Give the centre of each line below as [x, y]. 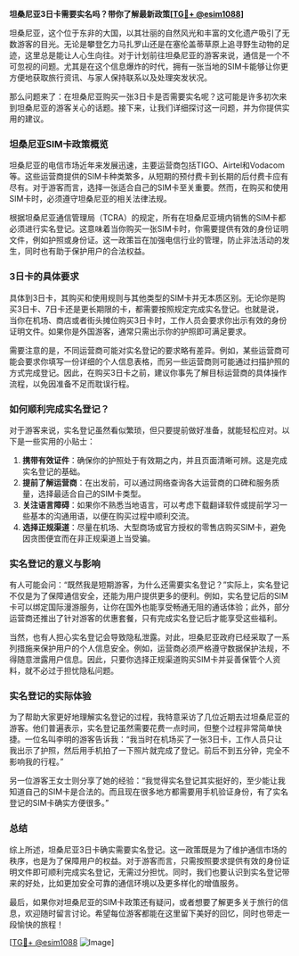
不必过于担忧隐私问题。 [75, 671]
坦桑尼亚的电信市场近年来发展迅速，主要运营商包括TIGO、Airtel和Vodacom [147, 165]
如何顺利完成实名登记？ [59, 409]
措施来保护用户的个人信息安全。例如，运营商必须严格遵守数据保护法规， [149, 648]
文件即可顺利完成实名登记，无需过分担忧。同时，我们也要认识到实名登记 [149, 872]
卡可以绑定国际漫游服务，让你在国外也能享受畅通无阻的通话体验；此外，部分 [149, 607]
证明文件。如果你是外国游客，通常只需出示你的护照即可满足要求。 [130, 331]
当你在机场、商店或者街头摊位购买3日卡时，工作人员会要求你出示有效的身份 [148, 320]
